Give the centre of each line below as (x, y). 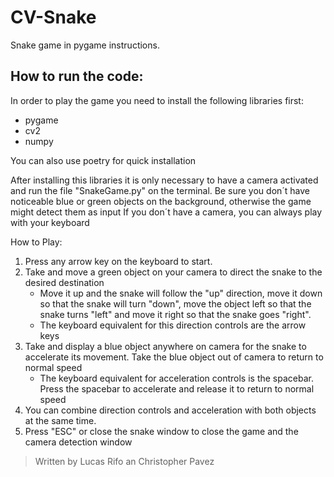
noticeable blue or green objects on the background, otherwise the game (161, 201)
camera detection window (78, 442)
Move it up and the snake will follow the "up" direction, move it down (181, 293)
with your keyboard (50, 222)
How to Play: (36, 242)
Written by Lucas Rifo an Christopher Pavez (124, 461)
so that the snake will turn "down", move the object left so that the (175, 303)
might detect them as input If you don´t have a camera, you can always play (166, 212)
